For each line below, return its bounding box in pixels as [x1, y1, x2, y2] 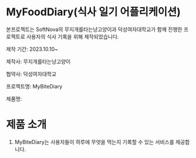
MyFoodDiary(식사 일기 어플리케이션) [6, 5, 181, 19]
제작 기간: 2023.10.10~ [6, 45, 59, 53]
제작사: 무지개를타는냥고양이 [6, 58, 71, 65]
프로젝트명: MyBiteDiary [6, 83, 63, 90]
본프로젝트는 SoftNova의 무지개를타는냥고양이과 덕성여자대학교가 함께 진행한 [6, 26, 183, 33]
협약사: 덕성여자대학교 [6, 70, 57, 77]
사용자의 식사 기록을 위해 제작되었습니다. [26, 33, 119, 40]
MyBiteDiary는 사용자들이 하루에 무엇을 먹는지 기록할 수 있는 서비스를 [14, 138, 174, 145]
